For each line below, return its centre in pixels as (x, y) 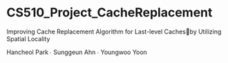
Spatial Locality (28, 38)
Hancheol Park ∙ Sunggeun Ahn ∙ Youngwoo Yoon (77, 52)
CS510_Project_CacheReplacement (110, 13)
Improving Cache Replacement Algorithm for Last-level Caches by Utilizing (114, 32)
